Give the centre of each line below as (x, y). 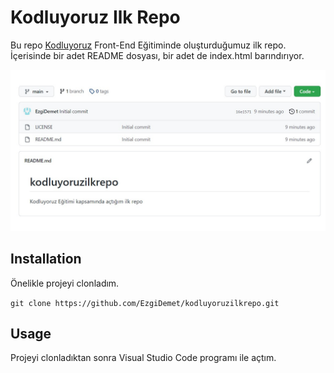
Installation (46, 259)
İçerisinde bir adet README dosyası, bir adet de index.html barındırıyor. (157, 55)
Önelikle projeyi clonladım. (65, 283)
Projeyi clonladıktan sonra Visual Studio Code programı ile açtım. (143, 358)
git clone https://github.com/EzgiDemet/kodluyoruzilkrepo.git (145, 303)
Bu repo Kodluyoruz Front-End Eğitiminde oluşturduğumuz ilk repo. (148, 45)
